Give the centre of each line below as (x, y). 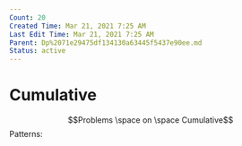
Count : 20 (28, 17)
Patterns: (26, 134)
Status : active (38, 51)
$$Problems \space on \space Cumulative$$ (151, 120)
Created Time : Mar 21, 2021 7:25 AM (78, 26)
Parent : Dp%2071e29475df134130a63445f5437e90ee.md (106, 43)
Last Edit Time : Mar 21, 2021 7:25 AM (82, 34)
